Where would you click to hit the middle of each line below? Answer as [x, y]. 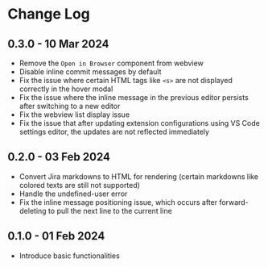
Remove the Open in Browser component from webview [111, 63]
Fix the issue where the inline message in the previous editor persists [134, 97]
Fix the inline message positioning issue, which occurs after [118, 202]
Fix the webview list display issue [74, 115]
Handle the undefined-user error [73, 194]
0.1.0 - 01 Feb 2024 [56, 236]
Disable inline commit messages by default [90, 72]
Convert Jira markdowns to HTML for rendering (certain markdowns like [139, 176]
